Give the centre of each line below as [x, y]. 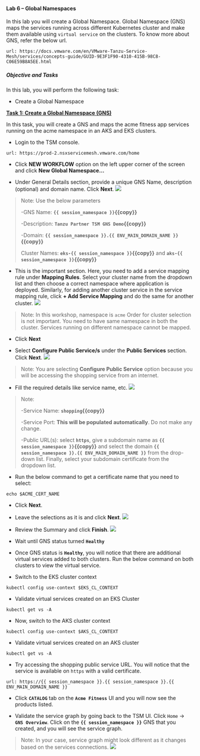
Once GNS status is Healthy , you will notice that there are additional [98, 553]
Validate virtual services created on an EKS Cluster [77, 599]
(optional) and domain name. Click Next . [64, 189]
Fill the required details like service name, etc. [71, 388]
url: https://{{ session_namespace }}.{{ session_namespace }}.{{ [90, 682]
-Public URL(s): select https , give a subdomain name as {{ [93, 440]
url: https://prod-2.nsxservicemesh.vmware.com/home [73, 153]
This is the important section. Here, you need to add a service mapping [102, 271]
